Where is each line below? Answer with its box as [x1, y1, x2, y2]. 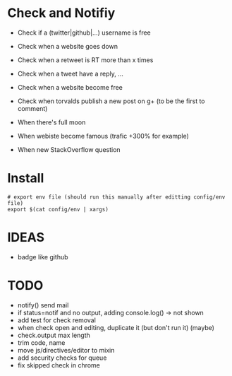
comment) [17, 104, 48, 112]
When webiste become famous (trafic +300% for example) [17, 131, 189, 140]
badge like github [17, 252, 68, 261]
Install [7, 170, 44, 187]
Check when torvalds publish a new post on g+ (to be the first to [17, 97, 206, 105]
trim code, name [17, 338, 66, 347]
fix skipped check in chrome [17, 360, 101, 369]
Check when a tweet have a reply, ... [17, 69, 123, 78]
